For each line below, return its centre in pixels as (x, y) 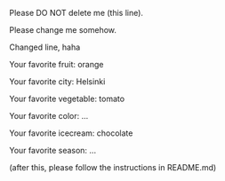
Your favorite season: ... (52, 150)
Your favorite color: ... (49, 116)
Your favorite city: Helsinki (57, 82)
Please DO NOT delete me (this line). (76, 13)
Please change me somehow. (63, 30)
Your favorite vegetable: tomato (67, 98)
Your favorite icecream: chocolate (71, 133)
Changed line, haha (45, 47)
